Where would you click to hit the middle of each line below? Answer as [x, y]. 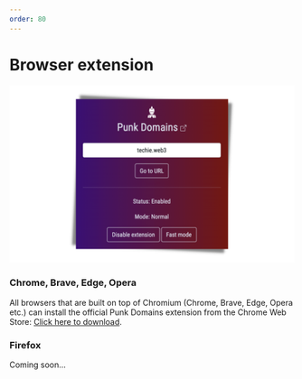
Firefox [25, 345]
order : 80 [28, 19]
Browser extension [81, 65]
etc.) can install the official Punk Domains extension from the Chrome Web [148, 312]
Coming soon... [38, 365]
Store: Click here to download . [66, 321]
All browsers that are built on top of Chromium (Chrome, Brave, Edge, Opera [151, 302]
